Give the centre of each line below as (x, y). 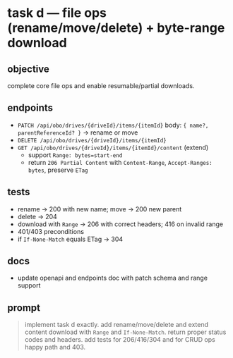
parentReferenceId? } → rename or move (78, 132)
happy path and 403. (55, 347)
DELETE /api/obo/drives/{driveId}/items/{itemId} (92, 140)
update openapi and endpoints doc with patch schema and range (113, 278)
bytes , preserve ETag (58, 170)
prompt (24, 308)
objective (28, 69)
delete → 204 (37, 216)
